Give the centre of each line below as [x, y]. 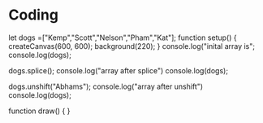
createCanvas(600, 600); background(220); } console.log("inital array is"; [132, 46]
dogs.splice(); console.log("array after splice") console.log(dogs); [119, 70]
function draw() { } [39, 111]
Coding [34, 15]
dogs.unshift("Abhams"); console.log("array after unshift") [106, 86]
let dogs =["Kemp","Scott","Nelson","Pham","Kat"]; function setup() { [123, 37]
